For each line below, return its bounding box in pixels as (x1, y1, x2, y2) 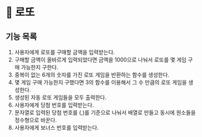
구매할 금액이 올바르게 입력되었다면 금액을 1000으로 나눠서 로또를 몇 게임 (14, 56, 187, 63)
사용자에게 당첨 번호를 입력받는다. (14, 101, 94, 109)
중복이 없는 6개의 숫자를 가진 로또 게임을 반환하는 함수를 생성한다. (14, 71, 170, 78)
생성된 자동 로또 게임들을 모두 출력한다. (14, 94, 107, 101)
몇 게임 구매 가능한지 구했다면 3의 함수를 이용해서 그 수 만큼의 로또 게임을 (14, 79, 187, 86)
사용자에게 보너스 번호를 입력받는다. (14, 124, 99, 131)
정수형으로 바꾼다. (14, 116, 57, 124)
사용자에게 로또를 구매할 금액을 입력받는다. (14, 49, 116, 56)
